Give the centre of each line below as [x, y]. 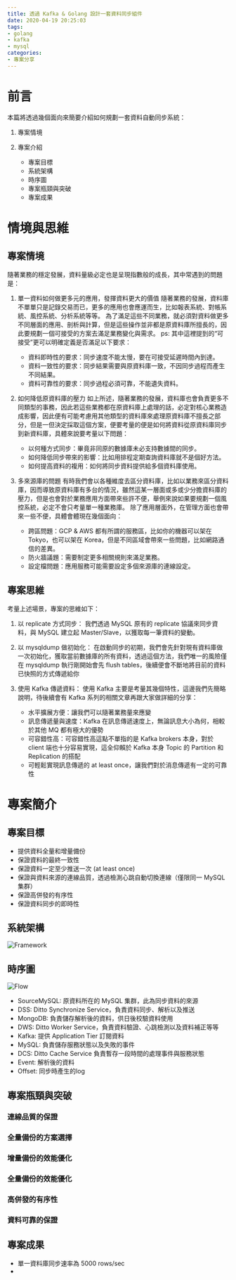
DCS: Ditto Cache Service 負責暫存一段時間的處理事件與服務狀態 [111, 1054]
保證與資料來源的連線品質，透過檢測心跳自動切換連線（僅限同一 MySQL [121, 877]
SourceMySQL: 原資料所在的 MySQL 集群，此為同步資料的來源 [108, 1001]
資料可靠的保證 [33, 1220]
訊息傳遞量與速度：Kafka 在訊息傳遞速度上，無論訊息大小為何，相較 [126, 721]
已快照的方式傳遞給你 [48, 673]
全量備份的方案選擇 [40, 1137]
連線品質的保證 [33, 1117]
